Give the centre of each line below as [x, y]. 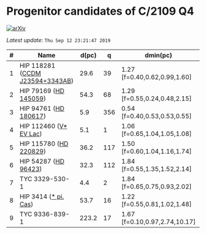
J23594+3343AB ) [47, 81]
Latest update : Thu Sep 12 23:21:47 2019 [59, 40]
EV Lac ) [31, 134]
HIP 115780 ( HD [44, 143]
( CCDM [30, 73]
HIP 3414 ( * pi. [42, 196]
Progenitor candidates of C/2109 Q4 [100, 11]
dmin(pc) [159, 55]
